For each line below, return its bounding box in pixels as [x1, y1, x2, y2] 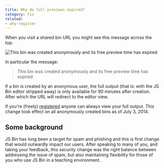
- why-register [5, 21, 37, 26]
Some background [5, 123, 63, 131]
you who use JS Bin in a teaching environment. [5, 157, 101, 163]
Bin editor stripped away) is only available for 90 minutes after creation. [5, 88, 151, 94]
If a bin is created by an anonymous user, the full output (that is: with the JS [5, 84, 159, 89]
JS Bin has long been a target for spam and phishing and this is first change [5, 136, 160, 142]
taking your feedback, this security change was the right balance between [5, 147, 157, 153]
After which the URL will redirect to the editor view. [5, 94, 109, 100]
